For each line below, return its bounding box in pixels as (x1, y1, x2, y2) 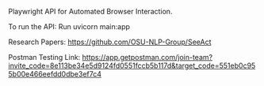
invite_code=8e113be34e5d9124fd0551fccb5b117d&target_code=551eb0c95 (8, 61, 256, 70)
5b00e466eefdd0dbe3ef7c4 (8, 69, 101, 78)
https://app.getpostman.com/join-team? (82, 53, 212, 62)
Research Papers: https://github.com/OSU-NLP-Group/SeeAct (8, 37, 212, 47)
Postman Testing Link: (8, 53, 81, 62)
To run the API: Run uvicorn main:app (8, 22, 131, 31)
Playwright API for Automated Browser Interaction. (8, 7, 173, 16)
